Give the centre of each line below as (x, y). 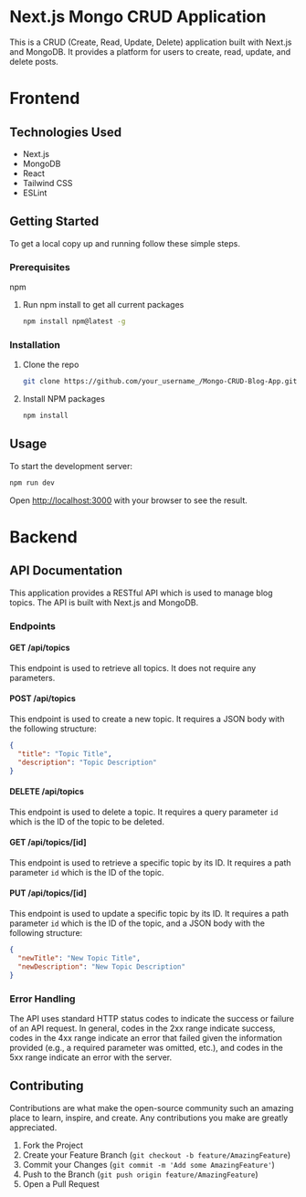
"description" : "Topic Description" (87, 762)
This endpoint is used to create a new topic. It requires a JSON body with (147, 719)
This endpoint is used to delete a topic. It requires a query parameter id (144, 812)
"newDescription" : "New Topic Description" (101, 966)
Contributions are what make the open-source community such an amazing (152, 1108)
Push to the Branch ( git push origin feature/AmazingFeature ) (140, 1174)
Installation (35, 344)
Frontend (45, 99)
